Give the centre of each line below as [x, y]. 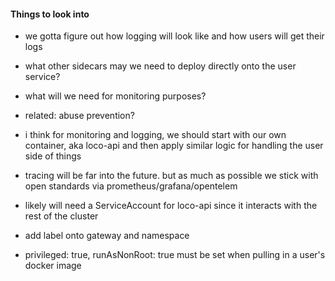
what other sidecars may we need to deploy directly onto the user [160, 66]
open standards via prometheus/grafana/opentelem [131, 186]
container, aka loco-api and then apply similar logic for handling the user [174, 146]
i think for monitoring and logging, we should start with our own [155, 135]
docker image [53, 266]
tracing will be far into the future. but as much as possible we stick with [171, 176]
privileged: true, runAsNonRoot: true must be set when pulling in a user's [175, 255]
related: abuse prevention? [79, 116]
